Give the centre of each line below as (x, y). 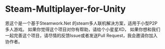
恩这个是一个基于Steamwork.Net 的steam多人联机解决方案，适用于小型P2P (81, 23)
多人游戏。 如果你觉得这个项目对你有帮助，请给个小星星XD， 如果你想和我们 (83, 29)
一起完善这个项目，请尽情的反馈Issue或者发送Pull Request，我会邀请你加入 (81, 35)
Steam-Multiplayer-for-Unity (66, 9)
